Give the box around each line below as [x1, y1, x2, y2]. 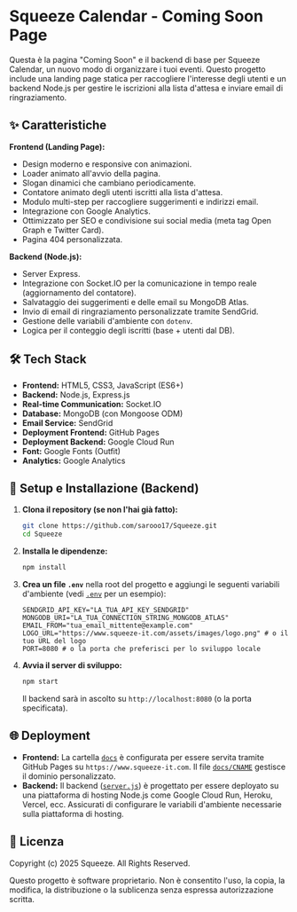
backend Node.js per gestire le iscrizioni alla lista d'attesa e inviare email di [9, 83, 284, 93]
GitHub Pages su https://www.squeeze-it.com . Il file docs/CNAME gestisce [21, 761, 286, 772]
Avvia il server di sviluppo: [21, 660, 122, 671]
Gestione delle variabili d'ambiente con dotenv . [21, 315, 193, 326]
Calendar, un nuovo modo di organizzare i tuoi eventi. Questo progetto [9, 64, 266, 75]
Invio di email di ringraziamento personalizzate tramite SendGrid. [21, 306, 259, 317]
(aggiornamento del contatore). [21, 287, 137, 298]
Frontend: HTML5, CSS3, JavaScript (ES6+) [21, 380, 184, 390]
